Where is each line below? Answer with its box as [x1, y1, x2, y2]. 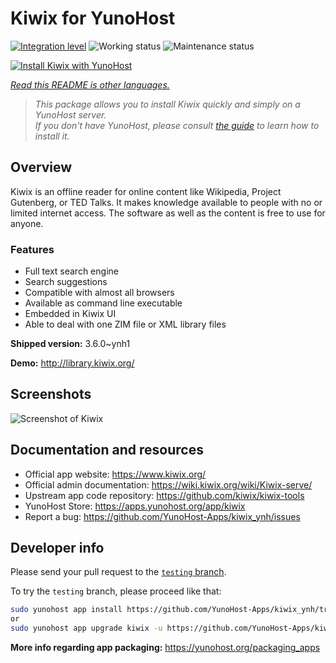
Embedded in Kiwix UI [24, 308, 117, 320]
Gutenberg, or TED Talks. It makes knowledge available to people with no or [10, 196, 323, 208]
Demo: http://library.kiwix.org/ [10, 357, 135, 369]
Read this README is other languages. [10, 78, 170, 91]
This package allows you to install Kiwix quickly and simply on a [34, 98, 301, 110]
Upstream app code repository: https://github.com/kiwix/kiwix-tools [24, 489, 305, 501]
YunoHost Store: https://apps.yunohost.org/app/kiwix [24, 500, 246, 512]
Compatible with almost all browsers [24, 287, 175, 299]
